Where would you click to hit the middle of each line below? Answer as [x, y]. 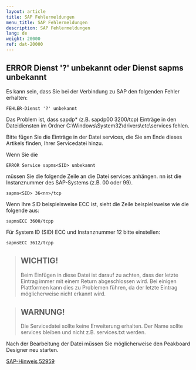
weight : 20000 [23, 39]
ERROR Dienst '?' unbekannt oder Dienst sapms [95, 68]
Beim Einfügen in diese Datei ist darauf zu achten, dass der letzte [99, 275]
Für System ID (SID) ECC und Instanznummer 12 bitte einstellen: [83, 232]
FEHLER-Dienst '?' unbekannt [42, 108]
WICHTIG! [39, 261]
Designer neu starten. [32, 350]
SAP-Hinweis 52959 [31, 361]
